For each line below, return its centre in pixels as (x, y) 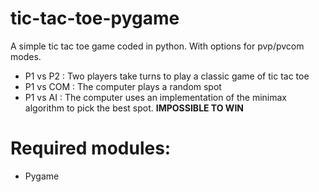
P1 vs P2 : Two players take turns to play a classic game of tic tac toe (167, 76)
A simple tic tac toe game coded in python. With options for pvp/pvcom (157, 46)
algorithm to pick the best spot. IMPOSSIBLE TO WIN (134, 108)
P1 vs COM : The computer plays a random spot (123, 86)
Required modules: (91, 148)
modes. (26, 56)
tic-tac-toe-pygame (95, 18)
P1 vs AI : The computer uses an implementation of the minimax (155, 97)
